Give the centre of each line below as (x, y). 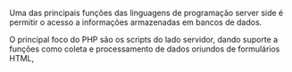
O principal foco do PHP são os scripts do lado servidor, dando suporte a (144, 40)
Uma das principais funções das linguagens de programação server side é (146, 13)
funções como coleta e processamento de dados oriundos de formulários (145, 49)
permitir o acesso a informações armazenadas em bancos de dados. (136, 22)
